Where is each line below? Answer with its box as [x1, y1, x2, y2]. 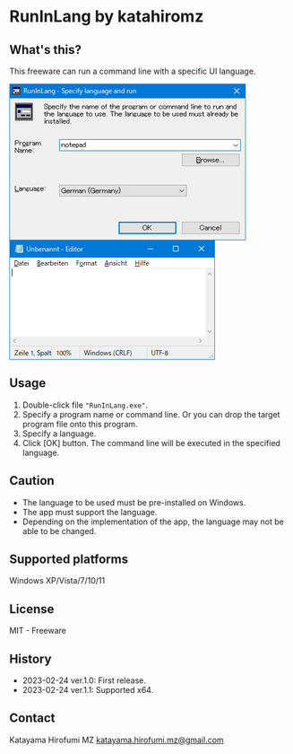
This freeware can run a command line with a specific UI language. [9, 66, 256, 76]
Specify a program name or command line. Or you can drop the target [22, 408, 280, 419]
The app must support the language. [22, 506, 158, 517]
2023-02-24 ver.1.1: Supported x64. [22, 685, 154, 696]
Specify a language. [22, 428, 97, 439]
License [9, 601, 55, 617]
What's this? [9, 42, 82, 57]
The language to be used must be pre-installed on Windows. [22, 496, 246, 508]
